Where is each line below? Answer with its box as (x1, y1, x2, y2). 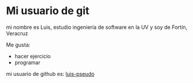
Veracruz (6, 29, 28, 36)
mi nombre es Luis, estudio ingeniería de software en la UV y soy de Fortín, (6, 24, 188, 31)
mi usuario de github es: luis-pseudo (6, 70, 95, 77)
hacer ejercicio (14, 52, 51, 59)
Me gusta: (6, 41, 31, 48)
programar (14, 59, 40, 66)
